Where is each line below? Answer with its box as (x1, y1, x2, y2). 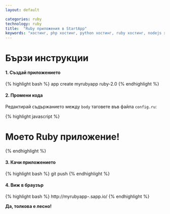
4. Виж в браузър (5, 182, 44, 188)
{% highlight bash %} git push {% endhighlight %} (5, 170, 110, 177)
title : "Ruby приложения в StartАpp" (5, 26, 87, 31)
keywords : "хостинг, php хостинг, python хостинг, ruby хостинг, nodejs (5, 31, 162, 36)
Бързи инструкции (5, 53, 89, 64)
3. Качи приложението (5, 159, 56, 165)
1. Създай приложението (5, 69, 61, 75)
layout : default (5, 7, 39, 13)
